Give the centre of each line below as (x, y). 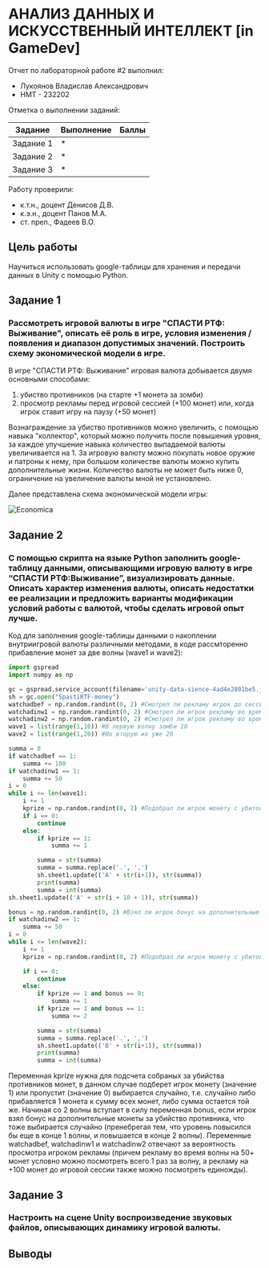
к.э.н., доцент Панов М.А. (63, 213)
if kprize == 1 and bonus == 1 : (91, 1009)
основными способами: (49, 379)
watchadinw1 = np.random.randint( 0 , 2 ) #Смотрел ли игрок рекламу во (127, 711)
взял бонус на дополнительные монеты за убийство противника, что (126, 1119)
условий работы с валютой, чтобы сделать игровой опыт (126, 608)
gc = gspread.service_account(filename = (77, 689)
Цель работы (43, 247)
